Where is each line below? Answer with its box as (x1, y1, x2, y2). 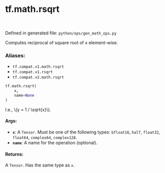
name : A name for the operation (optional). (12, 140, 98, 146)
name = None (14, 93, 35, 98)
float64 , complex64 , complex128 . (12, 134, 77, 140)
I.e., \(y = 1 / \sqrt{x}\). (5, 106, 51, 113)
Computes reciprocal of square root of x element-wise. (5, 39, 118, 45)
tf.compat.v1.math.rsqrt (12, 64, 64, 69)
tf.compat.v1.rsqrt (12, 70, 53, 75)
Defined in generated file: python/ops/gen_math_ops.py (5, 30, 117, 36)
